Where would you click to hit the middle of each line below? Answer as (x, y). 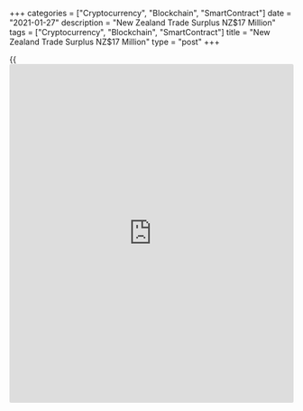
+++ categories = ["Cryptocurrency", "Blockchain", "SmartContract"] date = (151, 13)
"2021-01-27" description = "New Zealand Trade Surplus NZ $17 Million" (143, 23)
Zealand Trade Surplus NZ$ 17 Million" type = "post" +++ (115, 42)
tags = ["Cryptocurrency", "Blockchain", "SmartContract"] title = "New (140, 32)
